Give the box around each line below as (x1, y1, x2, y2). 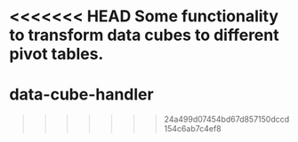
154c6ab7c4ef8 (164, 123, 221, 134)
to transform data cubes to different (9, 25, 279, 45)
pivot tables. (9, 44, 104, 64)
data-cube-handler (9, 84, 154, 105)
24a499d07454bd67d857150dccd (164, 114, 290, 125)
